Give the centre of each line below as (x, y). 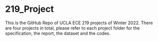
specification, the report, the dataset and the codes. (58, 33)
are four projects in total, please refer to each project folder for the (73, 28)
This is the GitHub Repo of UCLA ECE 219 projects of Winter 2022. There (79, 23)
